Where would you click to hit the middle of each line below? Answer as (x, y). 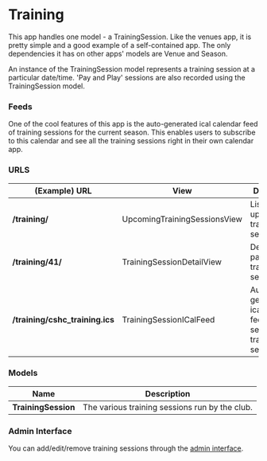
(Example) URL (63, 190)
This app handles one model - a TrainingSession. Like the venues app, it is (130, 37)
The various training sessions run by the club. (168, 407)
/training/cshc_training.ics (64, 319)
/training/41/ (37, 262)
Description (168, 393)
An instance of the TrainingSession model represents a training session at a (132, 68)
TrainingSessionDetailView (172, 262)
